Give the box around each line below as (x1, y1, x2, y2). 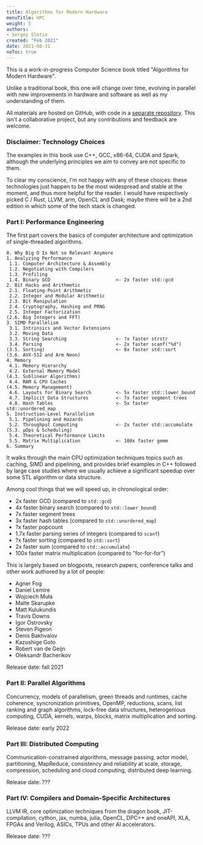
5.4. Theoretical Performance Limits (9, 433, 105, 439)
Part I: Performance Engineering (6, 217, 104, 226)
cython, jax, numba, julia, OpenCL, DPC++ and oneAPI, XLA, (39, 814, 191, 822)
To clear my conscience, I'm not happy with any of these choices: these (6, 176, 188, 184)
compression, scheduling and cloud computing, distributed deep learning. (6, 766, 193, 774)
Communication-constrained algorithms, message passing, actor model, (6, 753, 188, 761)
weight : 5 (6, 20, 32, 26)
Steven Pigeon (15, 625, 52, 633)
